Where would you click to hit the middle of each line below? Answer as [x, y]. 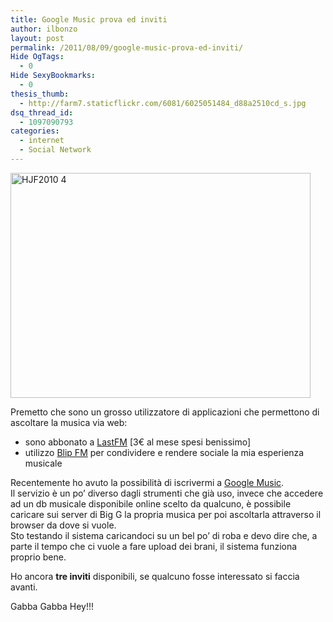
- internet [42, 141]
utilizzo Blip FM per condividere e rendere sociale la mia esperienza [164, 452]
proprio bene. [38, 557]
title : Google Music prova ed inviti [89, 19]
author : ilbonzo [44, 29]
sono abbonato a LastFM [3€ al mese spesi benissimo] [138, 442]
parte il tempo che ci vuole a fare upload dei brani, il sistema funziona [154, 546]
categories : [35, 131]
